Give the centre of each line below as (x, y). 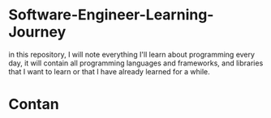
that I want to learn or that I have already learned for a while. (109, 71)
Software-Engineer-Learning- (111, 15)
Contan (34, 105)
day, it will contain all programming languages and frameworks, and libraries (136, 63)
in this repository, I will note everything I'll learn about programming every (132, 54)
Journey (37, 32)
